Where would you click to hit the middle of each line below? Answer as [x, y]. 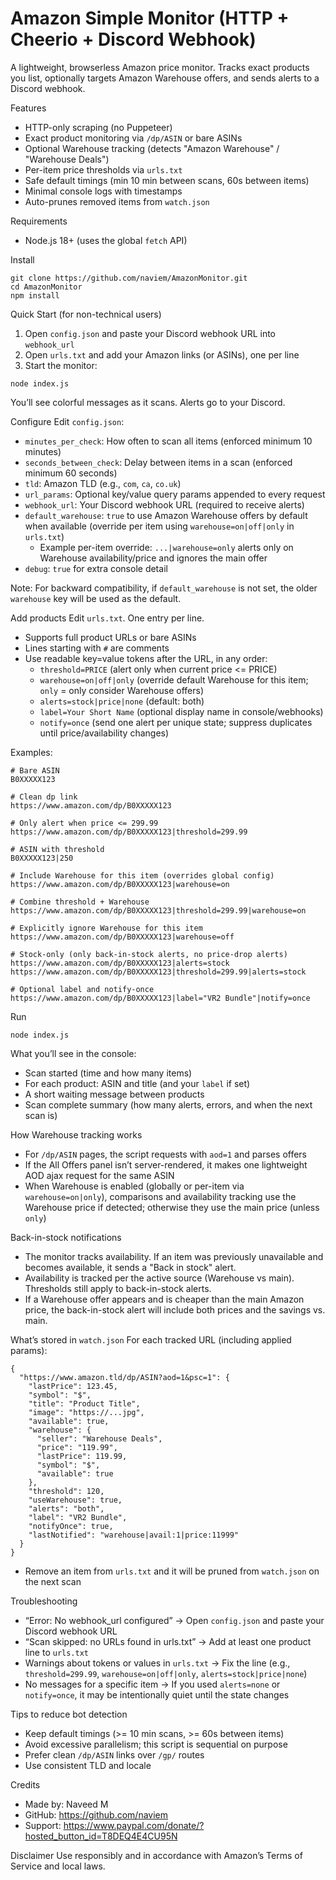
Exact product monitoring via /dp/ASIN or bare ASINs [133, 138]
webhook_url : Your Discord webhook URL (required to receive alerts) [164, 504]
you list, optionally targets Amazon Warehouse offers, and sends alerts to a [165, 78]
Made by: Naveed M [66, 1804]
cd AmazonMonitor [46, 287]
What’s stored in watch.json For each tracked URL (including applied [151, 1339]
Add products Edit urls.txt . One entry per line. [107, 618]
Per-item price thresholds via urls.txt [103, 169]
